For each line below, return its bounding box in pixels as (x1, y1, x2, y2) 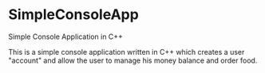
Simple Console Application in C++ (8, 32, 124, 41)
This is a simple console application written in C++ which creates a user (8, 47, 245, 56)
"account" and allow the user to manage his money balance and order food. (8, 56, 258, 65)
